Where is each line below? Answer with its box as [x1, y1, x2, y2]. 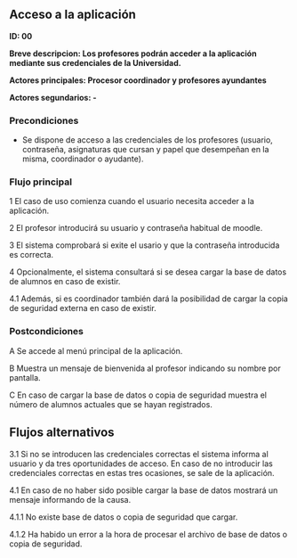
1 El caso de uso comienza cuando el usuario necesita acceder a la [9, 196, 255, 207]
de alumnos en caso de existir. [9, 276, 121, 287]
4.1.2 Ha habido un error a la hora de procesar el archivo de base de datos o [9, 529, 287, 539]
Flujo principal [9, 176, 73, 188]
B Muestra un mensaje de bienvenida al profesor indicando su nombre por [9, 363, 282, 373]
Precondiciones [9, 114, 79, 127]
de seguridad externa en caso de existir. [9, 303, 157, 314]
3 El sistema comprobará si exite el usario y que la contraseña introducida [9, 240, 280, 250]
